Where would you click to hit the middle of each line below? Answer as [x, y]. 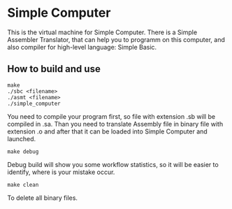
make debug [23, 152]
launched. [22, 138]
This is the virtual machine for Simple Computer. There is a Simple [102, 32]
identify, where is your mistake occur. [61, 172]
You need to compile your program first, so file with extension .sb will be [111, 116]
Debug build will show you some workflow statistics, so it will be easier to [113, 164]
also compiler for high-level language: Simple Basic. [82, 47]
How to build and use [54, 69]
